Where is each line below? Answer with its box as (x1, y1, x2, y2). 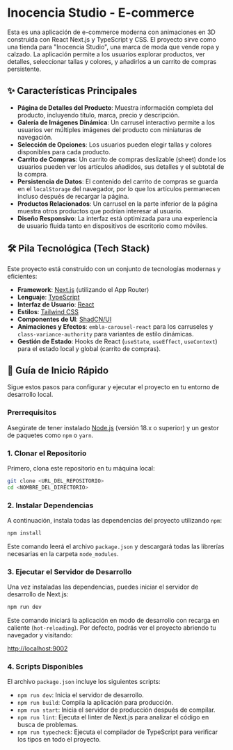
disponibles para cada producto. (17, 147, 111, 156)
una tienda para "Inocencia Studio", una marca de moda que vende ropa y (7, 42, 220, 51)
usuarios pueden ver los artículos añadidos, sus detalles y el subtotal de (17, 162, 225, 171)
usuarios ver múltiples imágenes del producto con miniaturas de (17, 125, 202, 133)
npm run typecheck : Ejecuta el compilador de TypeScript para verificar (17, 728, 218, 736)
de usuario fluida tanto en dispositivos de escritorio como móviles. (17, 221, 208, 230)
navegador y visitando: (7, 631, 73, 639)
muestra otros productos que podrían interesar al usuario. (17, 206, 183, 215)
